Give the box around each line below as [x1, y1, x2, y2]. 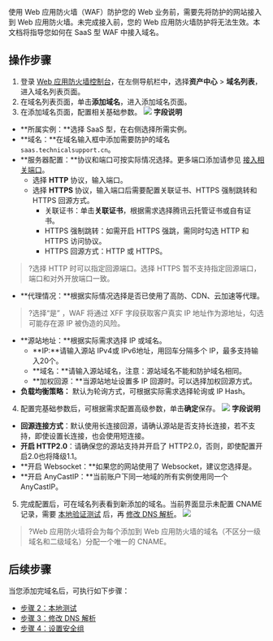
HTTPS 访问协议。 [44, 236, 106, 245]
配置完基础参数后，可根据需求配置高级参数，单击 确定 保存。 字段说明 [19, 403, 261, 413]
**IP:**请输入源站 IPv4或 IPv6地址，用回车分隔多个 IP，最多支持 [32, 345, 252, 355]
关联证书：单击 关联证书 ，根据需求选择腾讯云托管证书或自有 [44, 206, 245, 215]
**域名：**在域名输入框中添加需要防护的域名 [19, 134, 171, 144]
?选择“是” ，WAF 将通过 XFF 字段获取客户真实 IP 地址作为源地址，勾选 [28, 308, 264, 318]
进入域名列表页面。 [19, 86, 85, 96]
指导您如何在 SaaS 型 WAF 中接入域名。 [29, 28, 164, 37]
